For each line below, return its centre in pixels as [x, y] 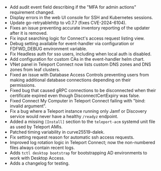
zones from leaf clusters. [35, 70]
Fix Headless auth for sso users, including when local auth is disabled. [80, 54]
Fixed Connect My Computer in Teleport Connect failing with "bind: [78, 101]
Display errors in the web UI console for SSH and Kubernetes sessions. [81, 17]
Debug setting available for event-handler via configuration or [72, 43]
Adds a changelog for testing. [40, 163]
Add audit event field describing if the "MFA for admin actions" [73, 7]
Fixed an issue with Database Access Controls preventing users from [79, 75]
